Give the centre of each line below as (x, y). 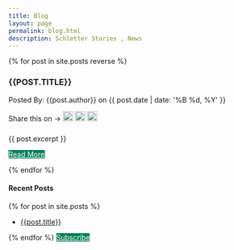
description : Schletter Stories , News (75, 38)
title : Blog (28, 16)
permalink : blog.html (45, 31)
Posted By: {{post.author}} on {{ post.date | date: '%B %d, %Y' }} (117, 100)
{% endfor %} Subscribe (49, 237)
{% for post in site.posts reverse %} (68, 61)
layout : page (30, 23)
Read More (27, 154)
